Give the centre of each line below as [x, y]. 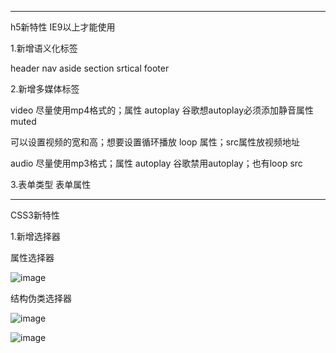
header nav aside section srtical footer [90, 68]
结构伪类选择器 [41, 298]
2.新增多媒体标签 [45, 89]
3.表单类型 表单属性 [51, 184]
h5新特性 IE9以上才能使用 [63, 27]
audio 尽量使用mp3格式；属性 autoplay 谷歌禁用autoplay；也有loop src [156, 163]
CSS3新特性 [35, 215]
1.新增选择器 [35, 236]
